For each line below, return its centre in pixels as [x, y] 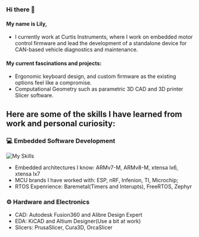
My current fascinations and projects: [54, 63]
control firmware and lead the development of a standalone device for [101, 43]
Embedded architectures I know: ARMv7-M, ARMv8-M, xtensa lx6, [97, 168]
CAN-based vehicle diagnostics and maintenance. [76, 49]
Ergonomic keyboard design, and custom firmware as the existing [95, 76]
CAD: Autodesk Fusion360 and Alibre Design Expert [79, 215]
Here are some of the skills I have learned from [94, 114]
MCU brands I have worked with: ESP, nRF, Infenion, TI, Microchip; [97, 180]
